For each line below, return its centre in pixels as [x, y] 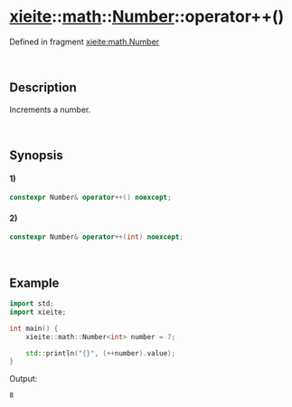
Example [34, 283]
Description [43, 88]
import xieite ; [38, 312]
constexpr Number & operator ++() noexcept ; [90, 198]
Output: [24, 379]
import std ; [32, 304]
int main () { [34, 328]
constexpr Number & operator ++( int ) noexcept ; [96, 237]
